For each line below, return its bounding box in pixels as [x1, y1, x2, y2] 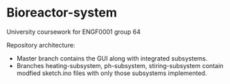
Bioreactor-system [6, 5, 117, 21]
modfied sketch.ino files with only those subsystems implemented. [16, 69, 207, 77]
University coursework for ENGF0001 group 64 [6, 28, 141, 36]
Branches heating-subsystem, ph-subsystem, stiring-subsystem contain [16, 61, 224, 70]
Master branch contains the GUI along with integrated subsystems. [16, 54, 208, 63]
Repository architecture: [6, 41, 76, 49]
